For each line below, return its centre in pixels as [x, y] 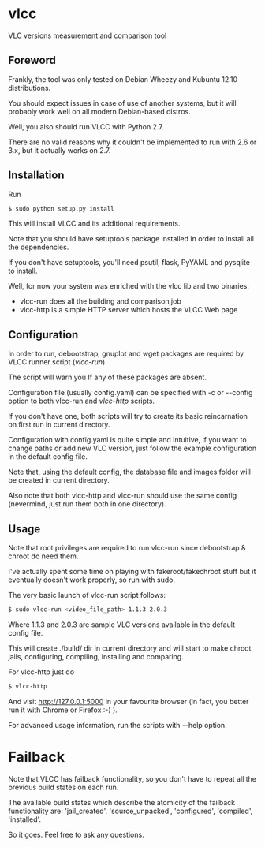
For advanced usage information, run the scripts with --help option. [118, 725]
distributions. [30, 88]
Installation [36, 175]
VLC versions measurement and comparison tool [88, 35]
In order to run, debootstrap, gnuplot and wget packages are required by [126, 354]
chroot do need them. [43, 556]
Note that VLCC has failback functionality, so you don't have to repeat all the [132, 778]
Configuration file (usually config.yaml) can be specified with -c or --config [131, 393]
